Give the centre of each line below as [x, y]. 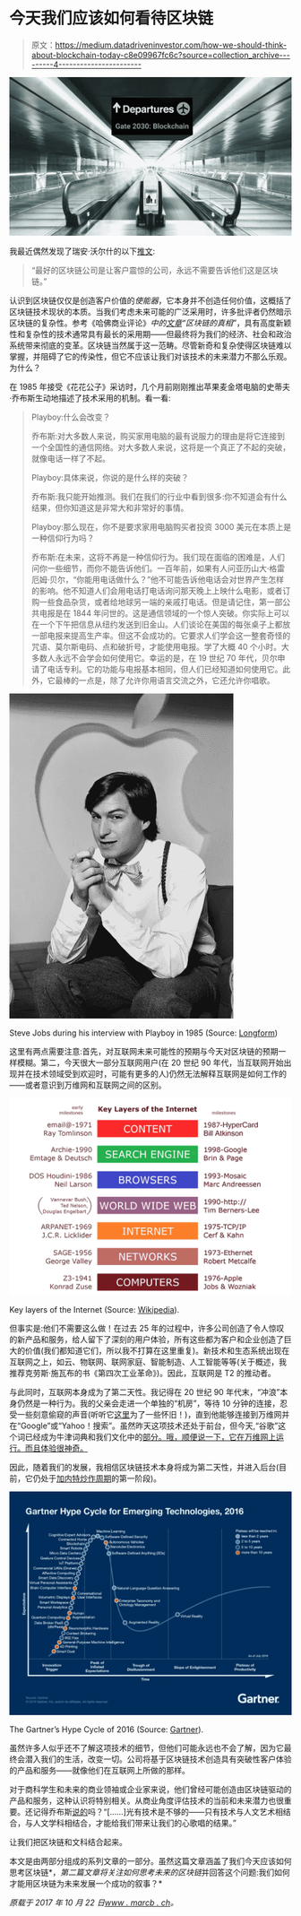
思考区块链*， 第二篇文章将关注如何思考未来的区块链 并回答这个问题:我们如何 [150, 1873]
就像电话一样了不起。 [70, 458]
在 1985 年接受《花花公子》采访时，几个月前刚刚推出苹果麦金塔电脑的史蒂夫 [150, 386]
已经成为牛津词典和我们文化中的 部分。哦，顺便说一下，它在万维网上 [150, 1437]
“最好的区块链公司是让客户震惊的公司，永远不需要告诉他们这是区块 [155, 270]
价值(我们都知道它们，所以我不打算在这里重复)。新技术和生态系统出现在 [157, 1351]
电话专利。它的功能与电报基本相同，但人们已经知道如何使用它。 [165, 669]
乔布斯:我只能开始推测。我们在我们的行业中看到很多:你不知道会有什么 [159, 496]
